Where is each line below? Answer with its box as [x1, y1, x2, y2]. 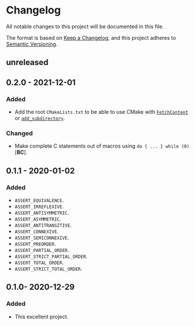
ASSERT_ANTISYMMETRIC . [14, 209, 69, 216]
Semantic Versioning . [6, 40, 58, 47]
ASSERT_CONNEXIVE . [14, 228, 59, 235]
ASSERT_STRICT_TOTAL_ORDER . [14, 265, 82, 272]
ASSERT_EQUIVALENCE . [14, 197, 64, 203]
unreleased [6, 57, 49, 67]
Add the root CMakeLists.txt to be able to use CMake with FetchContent [14, 108, 189, 116]
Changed [6, 129, 33, 137]
